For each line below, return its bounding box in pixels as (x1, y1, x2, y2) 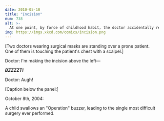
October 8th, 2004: (5, 96, 44, 101)
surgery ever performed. (5, 110, 55, 116)
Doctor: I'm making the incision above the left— (5, 58, 101, 63)
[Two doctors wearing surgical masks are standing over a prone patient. (5, 43, 150, 49)
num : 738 (5, 16, 23, 21)
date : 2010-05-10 (5, 7, 41, 12)
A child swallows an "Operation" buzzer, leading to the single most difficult (5, 105, 155, 111)
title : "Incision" (5, 12, 42, 17)
